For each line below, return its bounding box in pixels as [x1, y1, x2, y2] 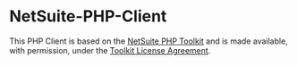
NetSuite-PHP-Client [9, 6, 167, 27]
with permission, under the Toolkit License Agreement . [9, 45, 211, 55]
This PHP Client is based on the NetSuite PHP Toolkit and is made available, [9, 36, 288, 46]
